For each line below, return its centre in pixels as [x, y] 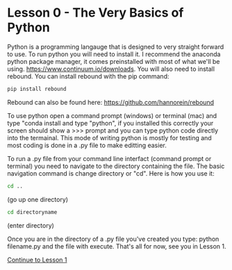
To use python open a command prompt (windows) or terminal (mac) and [112, 115]
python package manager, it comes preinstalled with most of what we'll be [114, 61]
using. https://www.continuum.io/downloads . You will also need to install [111, 69]
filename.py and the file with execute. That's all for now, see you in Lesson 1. [117, 246]
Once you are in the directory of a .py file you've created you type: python [113, 239]
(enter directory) [31, 225]
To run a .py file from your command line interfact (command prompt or [109, 158]
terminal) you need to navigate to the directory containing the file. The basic [116, 166]
